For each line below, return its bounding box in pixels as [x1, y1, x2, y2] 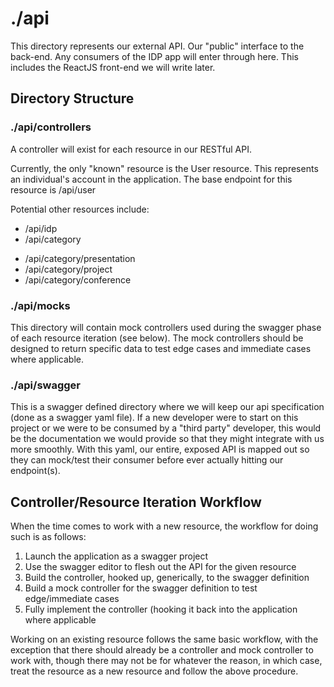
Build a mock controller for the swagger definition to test [24, 582, 258, 594]
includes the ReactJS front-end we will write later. [10, 61, 216, 73]
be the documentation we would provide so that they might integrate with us [10, 433, 325, 445]
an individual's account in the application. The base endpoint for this [10, 173, 293, 185]
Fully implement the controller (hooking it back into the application [24, 603, 298, 616]
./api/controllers [10, 120, 92, 134]
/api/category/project [24, 263, 113, 275]
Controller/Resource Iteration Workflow [10, 493, 262, 511]
